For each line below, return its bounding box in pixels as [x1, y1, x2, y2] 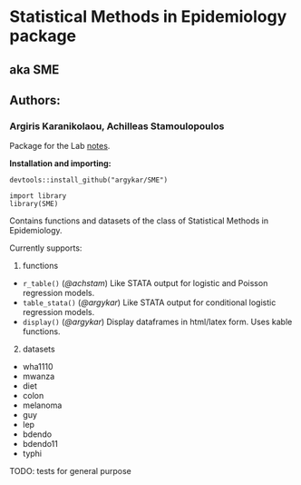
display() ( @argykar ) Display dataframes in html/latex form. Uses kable [22, 316, 293, 328]
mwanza [22, 371, 55, 382]
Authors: [9, 93, 61, 108]
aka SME [9, 62, 60, 77]
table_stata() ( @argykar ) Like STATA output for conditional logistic [22, 297, 277, 308]
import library [9, 192, 67, 201]
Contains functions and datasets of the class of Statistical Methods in [9, 215, 269, 226]
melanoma [22, 400, 63, 411]
